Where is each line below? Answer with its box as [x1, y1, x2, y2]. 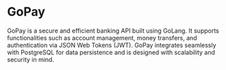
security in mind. [7, 55, 55, 63]
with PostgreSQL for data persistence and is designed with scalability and [7, 48, 216, 56]
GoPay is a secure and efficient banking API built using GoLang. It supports [7, 27, 219, 35]
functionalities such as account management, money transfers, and [7, 33, 197, 41]
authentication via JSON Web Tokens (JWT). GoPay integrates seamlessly [7, 41, 217, 49]
